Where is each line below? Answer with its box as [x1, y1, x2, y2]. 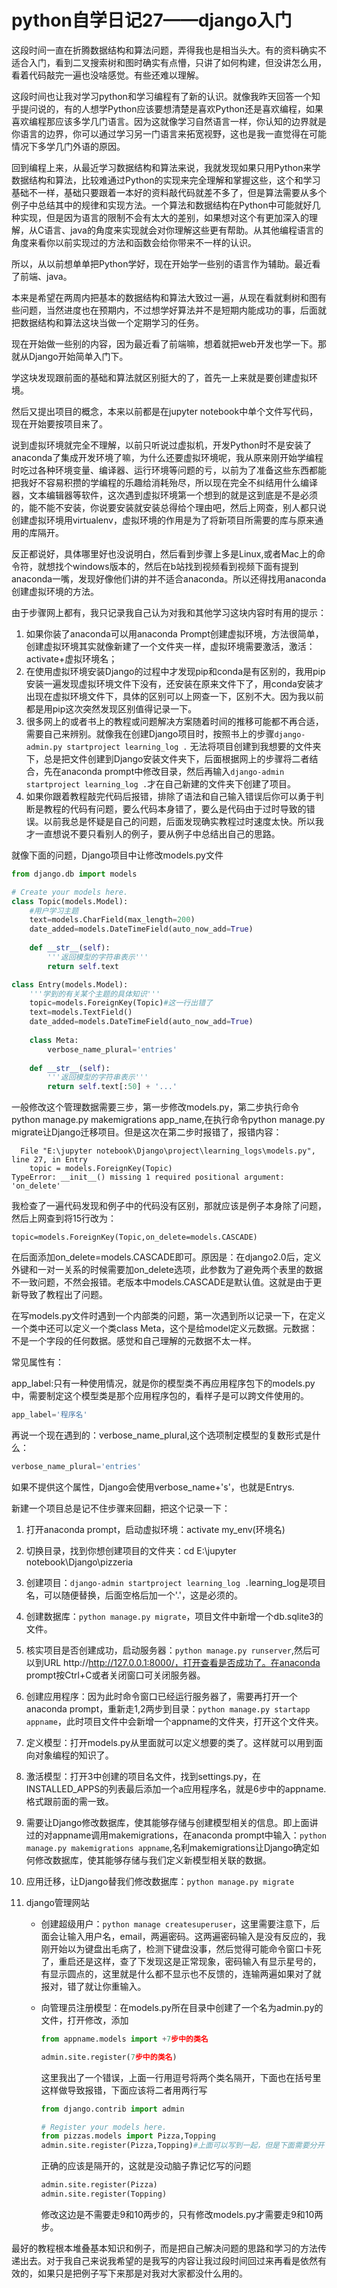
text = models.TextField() [29, 1007, 133, 1018]
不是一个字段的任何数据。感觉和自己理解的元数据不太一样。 [11, 1335, 257, 1347]
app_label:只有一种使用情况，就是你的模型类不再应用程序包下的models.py [11, 1377, 316, 1390]
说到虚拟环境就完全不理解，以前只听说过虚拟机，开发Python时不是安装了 [11, 439, 313, 451]
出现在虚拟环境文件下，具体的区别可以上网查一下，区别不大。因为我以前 [25, 690, 324, 702]
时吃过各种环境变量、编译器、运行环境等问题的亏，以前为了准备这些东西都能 [11, 464, 327, 476]
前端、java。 [19, 270, 73, 282]
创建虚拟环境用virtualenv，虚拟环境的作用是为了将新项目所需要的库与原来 [11, 514, 315, 526]
